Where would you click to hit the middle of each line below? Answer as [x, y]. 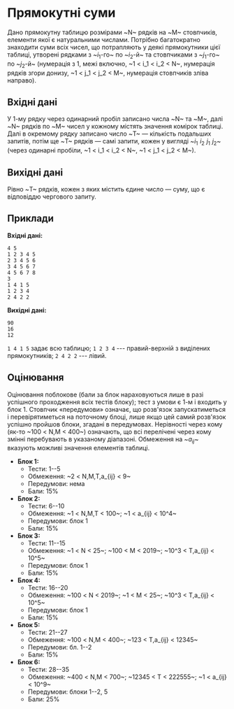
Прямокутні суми [61, 13]
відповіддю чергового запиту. [52, 196]
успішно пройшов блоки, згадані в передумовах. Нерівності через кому [115, 424]
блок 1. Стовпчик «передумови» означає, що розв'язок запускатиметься [116, 409]
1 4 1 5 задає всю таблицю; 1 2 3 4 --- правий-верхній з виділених [109, 348]
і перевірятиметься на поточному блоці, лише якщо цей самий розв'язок [117, 417]
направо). [22, 80]
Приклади [31, 219]
